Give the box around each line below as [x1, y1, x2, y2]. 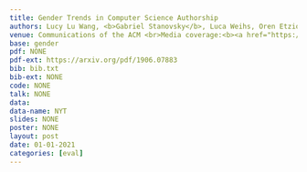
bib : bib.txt [9, 65, 59, 74]
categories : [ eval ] [9, 148, 84, 157]
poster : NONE [9, 124, 59, 133]
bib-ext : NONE [9, 73, 64, 82]
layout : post [9, 132, 59, 141]
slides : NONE [9, 115, 59, 124]
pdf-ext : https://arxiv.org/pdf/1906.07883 [9, 56, 178, 65]
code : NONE [9, 81, 51, 90]
